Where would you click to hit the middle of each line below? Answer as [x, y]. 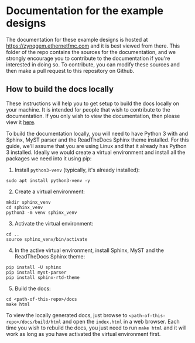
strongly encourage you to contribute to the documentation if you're [88, 58]
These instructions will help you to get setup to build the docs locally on [93, 103]
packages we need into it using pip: [49, 158]
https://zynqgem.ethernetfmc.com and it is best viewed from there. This [93, 46]
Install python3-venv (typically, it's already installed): [77, 170]
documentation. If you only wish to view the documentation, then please [93, 116]
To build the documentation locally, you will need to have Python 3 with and [97, 133]
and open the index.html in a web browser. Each [121, 321]
